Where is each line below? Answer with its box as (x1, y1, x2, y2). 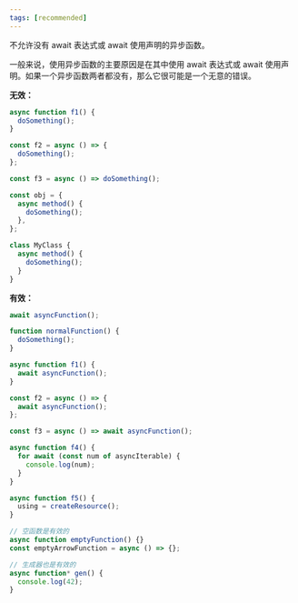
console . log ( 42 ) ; (17, 577, 84, 587)
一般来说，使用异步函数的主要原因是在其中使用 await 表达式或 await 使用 (9, 58, 282, 69)
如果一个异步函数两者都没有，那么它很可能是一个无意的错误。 (25, 70, 256, 81)
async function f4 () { (9, 443, 95, 453)
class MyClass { (9, 241, 71, 250)
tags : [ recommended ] (9, 13, 88, 23)
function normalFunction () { (9, 327, 120, 337)
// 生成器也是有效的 (9, 560, 76, 569)
